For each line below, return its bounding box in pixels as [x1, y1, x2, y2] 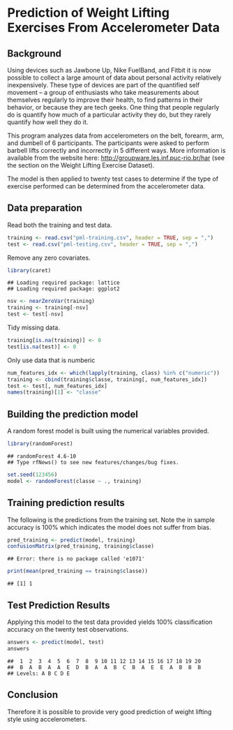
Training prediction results [7, 497, 126, 509]
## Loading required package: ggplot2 [7, 285, 120, 292]
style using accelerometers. [7, 715, 87, 723]
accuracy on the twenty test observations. [7, 625, 129, 633]
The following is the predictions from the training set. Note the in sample [7, 515, 215, 524]
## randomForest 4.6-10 [7, 453, 77, 460]
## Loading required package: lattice [7, 279, 120, 287]
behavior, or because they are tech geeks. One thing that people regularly [7, 103, 220, 111]
